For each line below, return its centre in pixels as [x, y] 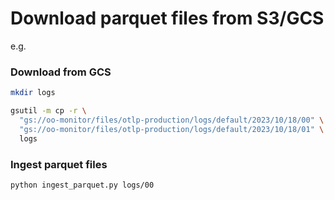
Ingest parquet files [59, 164]
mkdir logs [33, 93]
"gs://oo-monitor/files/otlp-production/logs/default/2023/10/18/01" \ [172, 129]
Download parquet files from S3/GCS [167, 18]
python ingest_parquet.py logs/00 [82, 185]
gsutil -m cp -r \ [48, 111]
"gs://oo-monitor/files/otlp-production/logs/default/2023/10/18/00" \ [172, 120]
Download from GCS [61, 72]
